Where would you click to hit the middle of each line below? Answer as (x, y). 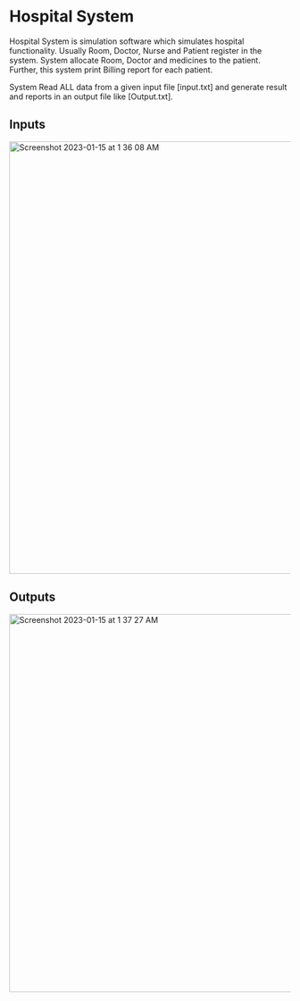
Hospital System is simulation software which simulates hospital (127, 41)
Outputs (33, 597)
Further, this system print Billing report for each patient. (111, 70)
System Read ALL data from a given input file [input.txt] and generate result (148, 87)
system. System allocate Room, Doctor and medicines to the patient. (135, 60)
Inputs (28, 125)
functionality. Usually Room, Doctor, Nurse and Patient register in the (136, 50)
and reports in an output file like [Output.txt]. (92, 97)
